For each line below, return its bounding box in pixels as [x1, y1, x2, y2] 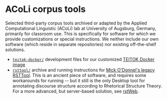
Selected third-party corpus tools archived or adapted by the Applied [5, 20, 147, 26]
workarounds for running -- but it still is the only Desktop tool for [12, 77, 146, 83]
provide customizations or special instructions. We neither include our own [5, 36, 159, 42]
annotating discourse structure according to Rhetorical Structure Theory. [12, 82, 163, 88]
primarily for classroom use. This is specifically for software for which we [5, 30, 156, 36]
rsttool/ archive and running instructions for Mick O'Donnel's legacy [12, 66, 155, 73]
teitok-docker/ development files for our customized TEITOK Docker [12, 56, 155, 62]
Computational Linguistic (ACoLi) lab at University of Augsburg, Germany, [5, 25, 157, 31]
